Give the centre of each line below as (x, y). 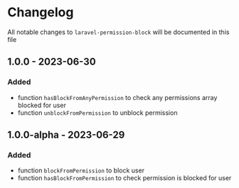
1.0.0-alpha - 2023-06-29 (66, 135)
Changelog (41, 12)
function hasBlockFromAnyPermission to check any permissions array (117, 97)
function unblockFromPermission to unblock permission (97, 112)
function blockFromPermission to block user (81, 170)
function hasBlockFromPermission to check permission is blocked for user (124, 178)
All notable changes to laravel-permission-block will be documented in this (118, 32)
